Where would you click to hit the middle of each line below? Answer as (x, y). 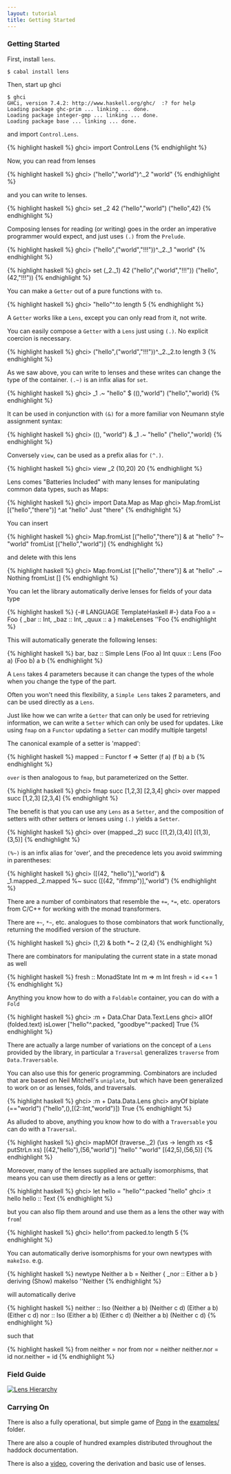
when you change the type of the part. (62, 681)
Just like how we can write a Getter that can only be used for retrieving (108, 715)
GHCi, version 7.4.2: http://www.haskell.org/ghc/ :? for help (101, 103)
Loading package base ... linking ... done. (72, 121)
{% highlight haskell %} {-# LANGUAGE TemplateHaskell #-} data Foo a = (111, 612)
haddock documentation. (43, 1450)
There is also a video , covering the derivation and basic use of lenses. (107, 1464)
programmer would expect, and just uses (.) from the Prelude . (96, 236)
